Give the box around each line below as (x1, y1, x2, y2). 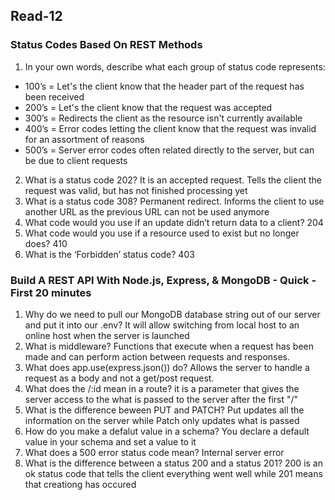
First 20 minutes (10, 285, 92, 299)
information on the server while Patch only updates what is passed (24, 414, 300, 426)
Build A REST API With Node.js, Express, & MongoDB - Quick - (10, 273, 317, 287)
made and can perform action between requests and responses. (24, 350, 291, 363)
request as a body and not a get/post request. (24, 372, 215, 384)
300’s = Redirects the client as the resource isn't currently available (24, 112, 303, 124)
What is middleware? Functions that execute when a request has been (24, 340, 315, 352)
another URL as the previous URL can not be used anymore (24, 205, 270, 218)
